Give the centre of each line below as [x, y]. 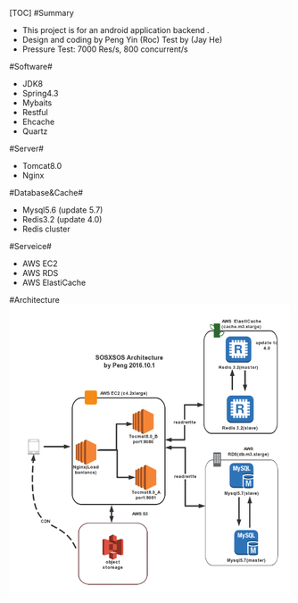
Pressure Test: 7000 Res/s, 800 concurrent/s [105, 49]
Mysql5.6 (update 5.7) [62, 210]
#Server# [27, 148]
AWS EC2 [40, 264]
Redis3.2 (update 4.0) [62, 219]
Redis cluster [46, 229]
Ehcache [38, 121]
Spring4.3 [40, 93]
